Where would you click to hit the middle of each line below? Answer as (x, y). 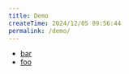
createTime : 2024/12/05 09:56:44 (65, 23)
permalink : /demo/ (39, 31)
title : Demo (28, 16)
